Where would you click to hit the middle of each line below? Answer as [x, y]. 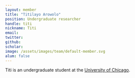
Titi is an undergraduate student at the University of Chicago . [68, 70]
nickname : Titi [21, 28]
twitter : [14, 38]
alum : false [17, 56]
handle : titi [19, 24]
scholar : [14, 47]
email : [12, 33]
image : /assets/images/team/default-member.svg [55, 51]
